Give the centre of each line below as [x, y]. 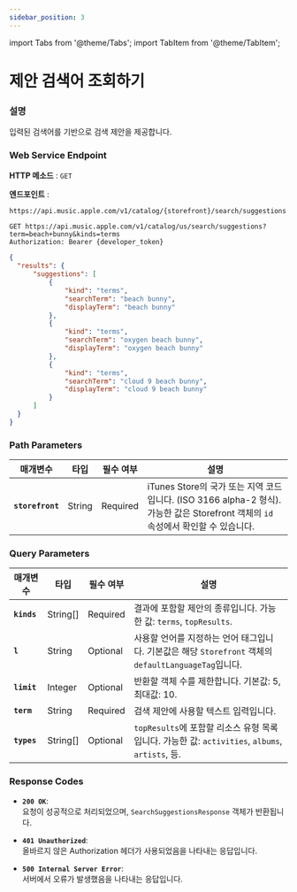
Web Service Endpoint [58, 156]
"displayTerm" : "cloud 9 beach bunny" [136, 389]
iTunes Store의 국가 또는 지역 [206, 487]
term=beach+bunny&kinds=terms [65, 235]
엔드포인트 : [30, 195]
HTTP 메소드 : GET [41, 176]
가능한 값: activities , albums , [223, 742]
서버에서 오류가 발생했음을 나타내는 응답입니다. [103, 879]
